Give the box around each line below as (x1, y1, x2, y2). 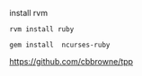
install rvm (9, 8, 48, 18)
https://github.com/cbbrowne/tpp (9, 56, 133, 66)
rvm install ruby (9, 25, 75, 34)
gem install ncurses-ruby (9, 40, 111, 49)
